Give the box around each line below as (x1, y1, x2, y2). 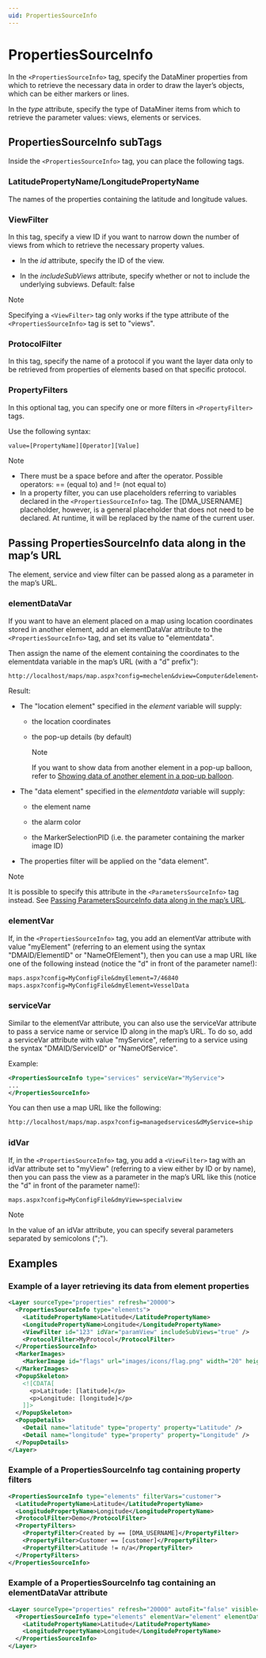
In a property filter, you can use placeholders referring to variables (19, 488, 237, 497)
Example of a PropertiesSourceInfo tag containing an (8, 1577, 216, 1588)
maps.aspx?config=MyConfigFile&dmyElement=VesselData (8, 981, 190, 989)
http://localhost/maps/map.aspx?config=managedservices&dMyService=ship (8, 1119, 253, 1126)
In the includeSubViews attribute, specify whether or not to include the (19, 271, 250, 280)
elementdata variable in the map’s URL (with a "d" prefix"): (8, 657, 199, 666)
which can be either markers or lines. (8, 89, 129, 98)
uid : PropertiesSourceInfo (8, 11, 97, 20)
